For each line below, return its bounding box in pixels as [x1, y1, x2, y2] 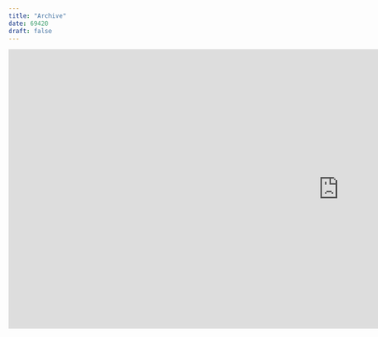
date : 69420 [8, 19, 48, 27]
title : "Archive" [8, 11, 67, 20]
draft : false [8, 27, 52, 35]
